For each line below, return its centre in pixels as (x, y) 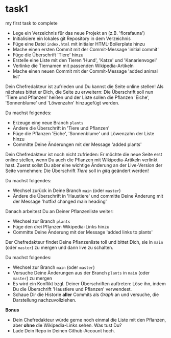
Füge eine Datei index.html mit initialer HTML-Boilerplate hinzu (79, 44)
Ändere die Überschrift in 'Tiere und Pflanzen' (61, 128)
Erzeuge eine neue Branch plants (48, 122)
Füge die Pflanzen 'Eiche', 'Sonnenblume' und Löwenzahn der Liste (83, 133)
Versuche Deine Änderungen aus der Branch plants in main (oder (81, 272)
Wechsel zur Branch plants (41, 221)
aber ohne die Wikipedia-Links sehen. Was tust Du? (67, 325)
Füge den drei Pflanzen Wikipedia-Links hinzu (61, 226)
